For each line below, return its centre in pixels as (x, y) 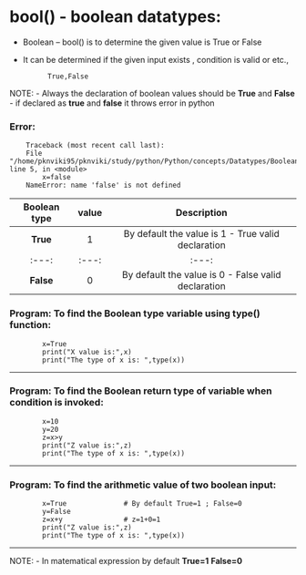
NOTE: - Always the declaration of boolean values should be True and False (153, 93)
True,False (68, 76)
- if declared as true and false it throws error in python (112, 103)
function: (31, 325)
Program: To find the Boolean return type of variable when (141, 391)
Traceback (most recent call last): (96, 146)
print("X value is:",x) (87, 352)
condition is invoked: (57, 403)
